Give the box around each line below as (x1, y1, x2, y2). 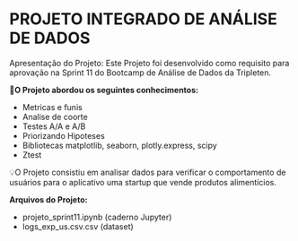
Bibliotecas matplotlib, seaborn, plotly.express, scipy (22, 140, 217, 151)
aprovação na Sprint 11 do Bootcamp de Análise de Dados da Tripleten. (9, 67, 272, 78)
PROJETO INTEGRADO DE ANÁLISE (9, 9, 278, 30)
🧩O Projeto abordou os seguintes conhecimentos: (9, 84, 199, 95)
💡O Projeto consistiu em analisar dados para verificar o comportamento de (9, 167, 286, 177)
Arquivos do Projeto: (9, 194, 88, 205)
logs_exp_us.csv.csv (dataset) (22, 220, 135, 232)
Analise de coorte (22, 111, 88, 122)
